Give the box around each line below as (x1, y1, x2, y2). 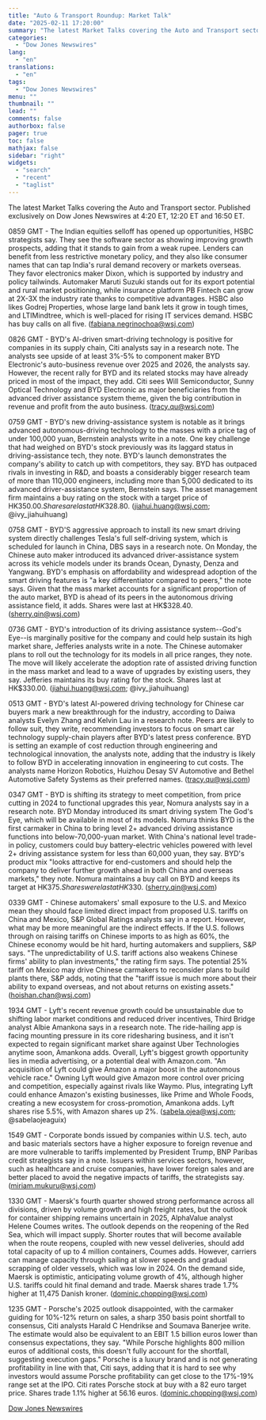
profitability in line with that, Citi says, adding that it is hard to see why (8, 1363, 237, 1372)
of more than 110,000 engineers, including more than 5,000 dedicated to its (8, 476, 253, 485)
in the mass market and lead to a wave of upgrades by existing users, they (8, 666, 251, 676)
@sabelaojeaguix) (8, 1114, 67, 1125)
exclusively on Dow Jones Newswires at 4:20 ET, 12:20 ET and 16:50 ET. (8, 211, 245, 220)
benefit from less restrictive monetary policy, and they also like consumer (8, 251, 248, 261)
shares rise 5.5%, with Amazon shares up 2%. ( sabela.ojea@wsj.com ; (8, 1106, 236, 1116)
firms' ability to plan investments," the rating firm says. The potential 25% (8, 956, 248, 966)
